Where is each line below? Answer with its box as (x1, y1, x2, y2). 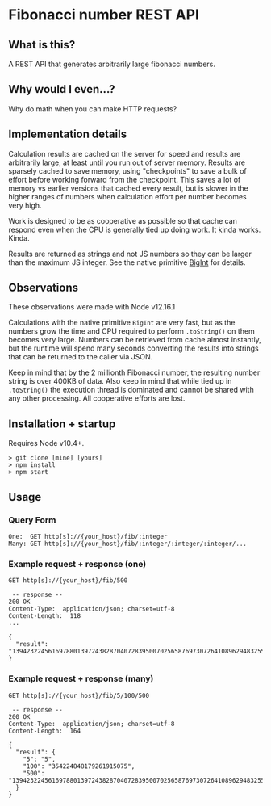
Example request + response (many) (8, 673, 154, 684)
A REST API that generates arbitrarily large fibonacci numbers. (8, 59, 215, 69)
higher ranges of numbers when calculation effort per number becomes (8, 191, 248, 201)
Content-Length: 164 (8, 727, 81, 735)
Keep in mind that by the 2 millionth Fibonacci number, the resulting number (8, 367, 261, 377)
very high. (8, 200, 42, 210)
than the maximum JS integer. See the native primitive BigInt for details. (8, 257, 246, 267)
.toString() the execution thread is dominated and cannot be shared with (8, 385, 254, 395)
